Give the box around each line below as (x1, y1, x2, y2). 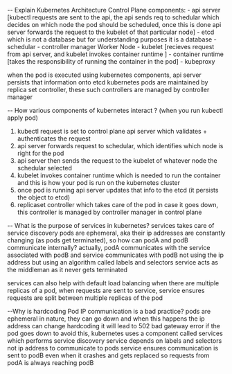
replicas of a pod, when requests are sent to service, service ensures (7, 287, 205, 294)
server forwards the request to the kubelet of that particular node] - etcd (7, 28, 215, 36)
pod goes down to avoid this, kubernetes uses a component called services (7, 329, 223, 337)
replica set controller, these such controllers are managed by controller (7, 86, 210, 93)
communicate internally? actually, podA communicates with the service (7, 244, 211, 251)
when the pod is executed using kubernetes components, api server (7, 71, 202, 79)
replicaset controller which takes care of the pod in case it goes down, (17, 201, 218, 208)
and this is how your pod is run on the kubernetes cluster (17, 179, 181, 186)
